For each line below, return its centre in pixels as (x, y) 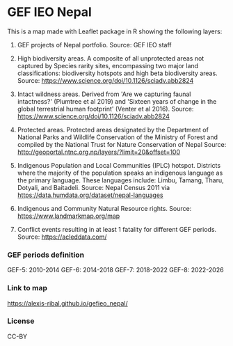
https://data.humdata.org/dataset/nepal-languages (90, 195)
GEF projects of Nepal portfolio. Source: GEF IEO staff (94, 45)
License (21, 321)
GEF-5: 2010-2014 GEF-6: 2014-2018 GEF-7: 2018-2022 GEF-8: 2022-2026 (115, 270)
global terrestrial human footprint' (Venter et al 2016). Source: (105, 109)
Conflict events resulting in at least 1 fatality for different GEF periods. (117, 229)
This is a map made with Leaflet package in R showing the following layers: (115, 31)
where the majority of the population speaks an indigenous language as (120, 173)
